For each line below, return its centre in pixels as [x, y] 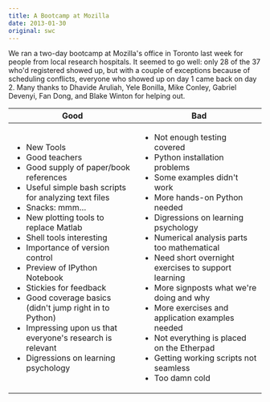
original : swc [32, 30]
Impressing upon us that [72, 328]
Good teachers [54, 157]
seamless [172, 368]
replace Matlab [54, 228]
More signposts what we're [205, 288]
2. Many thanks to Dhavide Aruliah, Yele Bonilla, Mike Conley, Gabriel [123, 87]
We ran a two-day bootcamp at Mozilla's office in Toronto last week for [126, 54]
